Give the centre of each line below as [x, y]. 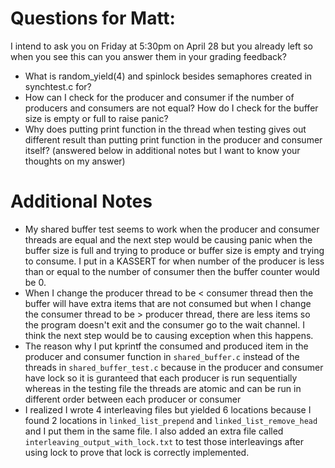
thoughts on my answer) [75, 161]
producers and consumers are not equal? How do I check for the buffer [171, 108]
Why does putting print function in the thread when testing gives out [165, 129]
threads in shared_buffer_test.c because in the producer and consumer [174, 367]
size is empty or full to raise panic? [96, 118]
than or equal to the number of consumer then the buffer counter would [172, 271]
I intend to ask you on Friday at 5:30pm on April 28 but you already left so [161, 46]
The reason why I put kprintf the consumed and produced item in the [166, 346]
